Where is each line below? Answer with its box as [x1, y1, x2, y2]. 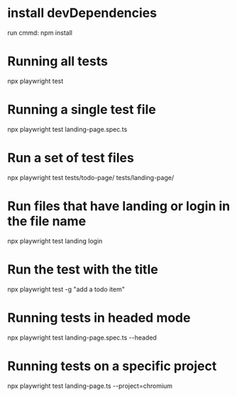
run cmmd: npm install [7, 28, 73, 37]
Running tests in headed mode [7, 310, 191, 325]
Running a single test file [7, 101, 156, 118]
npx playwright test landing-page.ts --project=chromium [7, 381, 172, 390]
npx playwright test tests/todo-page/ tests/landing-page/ [7, 173, 175, 181]
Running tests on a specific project [7, 358, 217, 374]
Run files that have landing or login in [7, 198, 231, 214]
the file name [7, 213, 87, 229]
